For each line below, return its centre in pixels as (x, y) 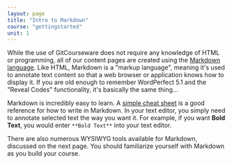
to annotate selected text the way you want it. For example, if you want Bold (116, 118)
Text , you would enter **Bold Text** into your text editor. (90, 125)
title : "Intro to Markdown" (48, 20)
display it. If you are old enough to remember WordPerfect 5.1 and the (107, 82)
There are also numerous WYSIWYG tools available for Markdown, (102, 139)
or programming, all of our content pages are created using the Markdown (114, 60)
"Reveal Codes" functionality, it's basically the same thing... (93, 90)
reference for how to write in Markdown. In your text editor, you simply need (116, 110)
